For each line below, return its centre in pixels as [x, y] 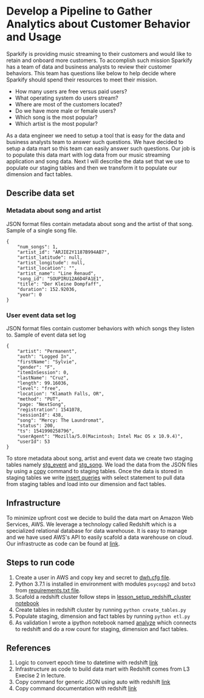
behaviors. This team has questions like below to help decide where [91, 73]
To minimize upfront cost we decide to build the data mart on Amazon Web [100, 518]
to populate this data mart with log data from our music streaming [88, 155]
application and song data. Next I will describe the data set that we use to [98, 161]
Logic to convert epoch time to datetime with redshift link [87, 663]
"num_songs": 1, [38, 247]
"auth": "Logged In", [44, 357]
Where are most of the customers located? [69, 104]
